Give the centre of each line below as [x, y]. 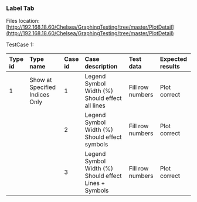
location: [29, 21]
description [101, 67]
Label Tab [20, 8]
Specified [43, 87]
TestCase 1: [20, 44]
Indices [39, 95]
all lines [95, 105]
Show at [40, 80]
